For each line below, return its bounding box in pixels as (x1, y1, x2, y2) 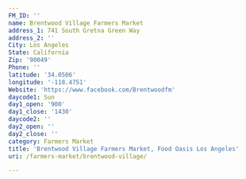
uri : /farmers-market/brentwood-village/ (8, 152, 148, 160)
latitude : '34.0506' (8, 71, 77, 79)
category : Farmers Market (8, 137, 94, 146)
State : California (8, 49, 69, 56)
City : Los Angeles (8, 41, 69, 49)
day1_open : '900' (8, 100, 66, 108)
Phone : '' (8, 64, 41, 72)
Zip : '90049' (8, 56, 52, 64)
